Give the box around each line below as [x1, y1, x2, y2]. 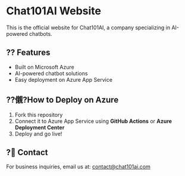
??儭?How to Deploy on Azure [6, 95, 119, 105]
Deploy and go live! [14, 130, 62, 137]
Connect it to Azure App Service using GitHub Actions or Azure [14, 118, 173, 125]
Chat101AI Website [6, 4, 101, 18]
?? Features [6, 48, 51, 58]
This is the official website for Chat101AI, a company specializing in [6, 24, 171, 31]
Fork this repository [14, 111, 63, 118]
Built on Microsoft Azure [14, 63, 74, 70]
